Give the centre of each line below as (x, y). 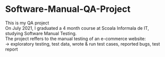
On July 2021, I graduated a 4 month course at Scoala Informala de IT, (77, 28)
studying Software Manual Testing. (41, 33)
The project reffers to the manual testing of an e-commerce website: (76, 39)
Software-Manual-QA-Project (68, 9)
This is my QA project (27, 23)
